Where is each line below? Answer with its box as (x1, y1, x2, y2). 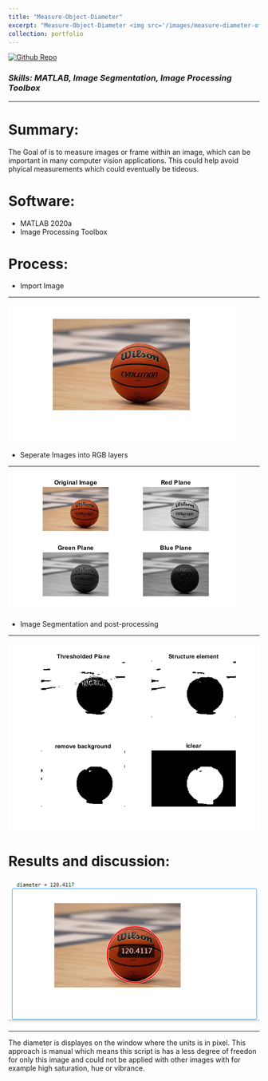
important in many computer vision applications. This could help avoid (8, 156, 239, 165)
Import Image (19, 281, 65, 291)
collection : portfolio (8, 30, 84, 38)
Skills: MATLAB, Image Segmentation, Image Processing (8, 73, 233, 84)
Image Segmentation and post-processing (19, 620, 159, 629)
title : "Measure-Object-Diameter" (8, 13, 124, 21)
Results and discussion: (8, 852, 170, 870)
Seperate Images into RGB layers (19, 450, 128, 460)
